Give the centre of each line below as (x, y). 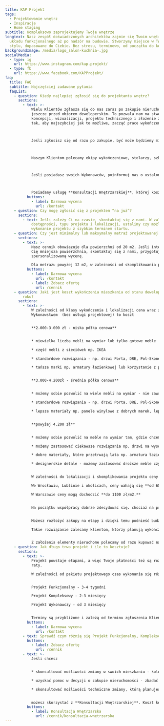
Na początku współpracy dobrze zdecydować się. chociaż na (92, 508)
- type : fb (20, 69)
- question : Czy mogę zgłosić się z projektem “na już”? (73, 210)
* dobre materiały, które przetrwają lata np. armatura (89, 455)
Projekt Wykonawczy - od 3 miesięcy (68, 605)
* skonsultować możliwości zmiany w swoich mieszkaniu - (90, 672)
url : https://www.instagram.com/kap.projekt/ (61, 64)
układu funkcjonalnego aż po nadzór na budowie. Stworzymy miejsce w (82, 41)
